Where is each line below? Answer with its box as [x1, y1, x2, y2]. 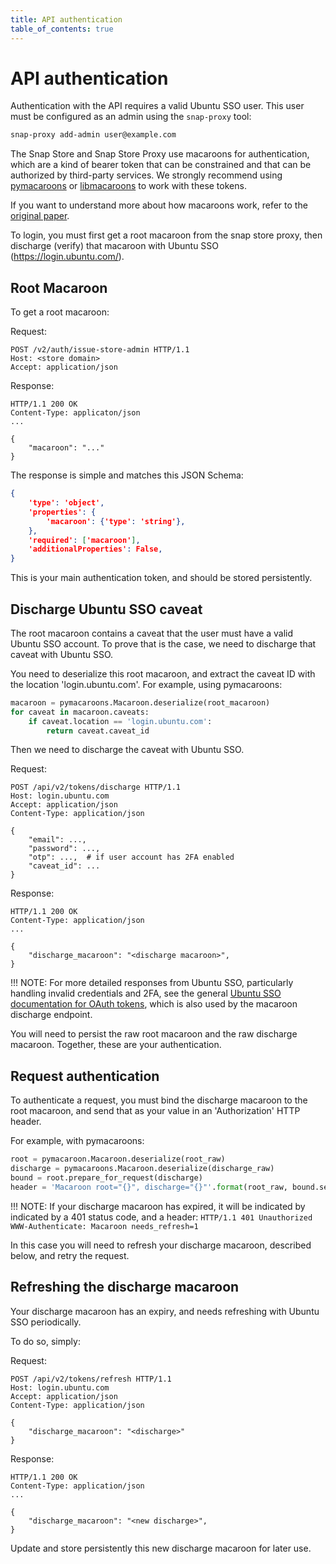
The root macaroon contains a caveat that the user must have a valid [10, 627, 294, 639]
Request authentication [10, 1067, 160, 1085]
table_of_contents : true [10, 24, 114, 34]
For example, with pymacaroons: [10, 1135, 145, 1147]
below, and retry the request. [10, 1249, 130, 1261]
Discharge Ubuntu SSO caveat [10, 601, 203, 618]
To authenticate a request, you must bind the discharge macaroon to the [10, 1094, 308, 1106]
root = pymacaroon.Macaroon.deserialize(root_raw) [10, 1154, 226, 1165]
